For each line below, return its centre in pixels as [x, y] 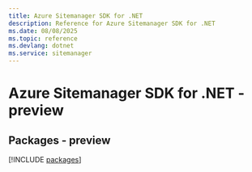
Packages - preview [60, 140]
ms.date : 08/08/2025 [43, 31]
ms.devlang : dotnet [41, 46]
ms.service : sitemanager [50, 53]
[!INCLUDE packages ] [45, 159]
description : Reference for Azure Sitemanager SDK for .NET [112, 23]
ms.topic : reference [43, 38]
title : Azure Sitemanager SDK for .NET [76, 16]
